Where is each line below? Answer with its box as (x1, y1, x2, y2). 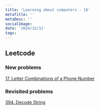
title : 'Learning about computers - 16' (5, 7, 91, 12)
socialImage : (5, 21, 32, 26)
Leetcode (5, 49, 35, 57)
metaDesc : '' (5, 16, 32, 21)
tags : (5, 30, 16, 35)
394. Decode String (5, 99, 46, 105)
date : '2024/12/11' (5, 26, 46, 31)
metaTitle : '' (5, 12, 35, 17)
